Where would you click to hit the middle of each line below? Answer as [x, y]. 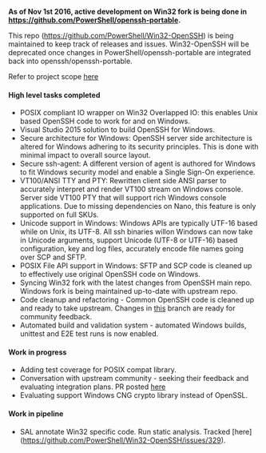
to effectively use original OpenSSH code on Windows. [110, 275]
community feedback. [56, 317]
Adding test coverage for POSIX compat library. [98, 370]
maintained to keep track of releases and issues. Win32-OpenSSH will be [129, 44]
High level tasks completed [54, 94]
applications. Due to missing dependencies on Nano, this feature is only [138, 206]
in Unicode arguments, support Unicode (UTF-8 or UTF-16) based [129, 240]
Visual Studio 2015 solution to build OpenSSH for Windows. [117, 130]
